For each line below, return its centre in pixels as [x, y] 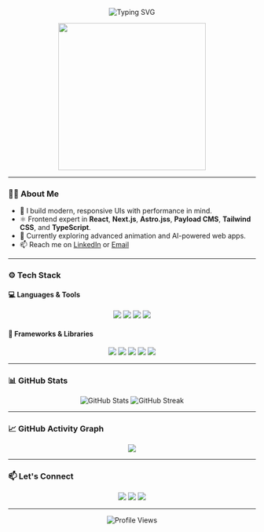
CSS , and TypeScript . [55, 228]
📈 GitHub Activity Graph [56, 428]
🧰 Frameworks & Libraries [51, 334]
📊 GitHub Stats [38, 381]
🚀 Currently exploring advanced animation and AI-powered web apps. [132, 236]
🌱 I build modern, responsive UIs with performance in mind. [115, 211]
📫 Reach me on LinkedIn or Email [74, 245]
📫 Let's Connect [41, 476]
